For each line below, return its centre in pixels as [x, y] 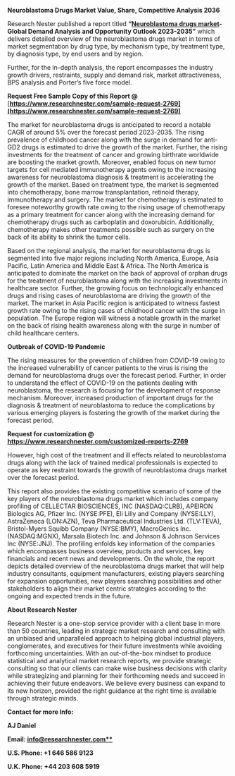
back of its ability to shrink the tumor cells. [69, 237]
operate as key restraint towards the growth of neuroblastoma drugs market [117, 470]
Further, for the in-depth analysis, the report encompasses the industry [110, 67]
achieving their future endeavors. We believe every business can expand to [117, 683]
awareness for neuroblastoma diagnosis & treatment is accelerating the [111, 177]
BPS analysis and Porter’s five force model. [70, 82]
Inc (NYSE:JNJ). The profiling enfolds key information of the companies [111, 543]
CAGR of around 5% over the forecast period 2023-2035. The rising [106, 132]
